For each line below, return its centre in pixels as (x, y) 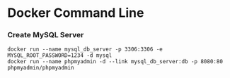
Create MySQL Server (46, 35)
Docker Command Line (76, 13)
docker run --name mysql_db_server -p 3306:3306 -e (85, 50)
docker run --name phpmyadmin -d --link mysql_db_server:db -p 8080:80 (115, 62)
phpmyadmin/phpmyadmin (41, 68)
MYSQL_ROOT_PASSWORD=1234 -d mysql (60, 56)
